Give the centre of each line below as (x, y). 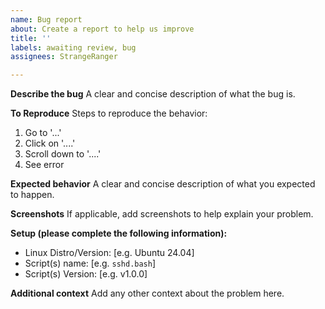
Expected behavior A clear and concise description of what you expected (163, 184)
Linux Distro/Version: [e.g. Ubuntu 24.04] (109, 253)
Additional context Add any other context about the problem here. (147, 293)
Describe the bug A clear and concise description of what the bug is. (153, 94)
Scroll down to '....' (63, 154)
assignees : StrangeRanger (64, 57)
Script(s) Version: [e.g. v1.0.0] (86, 274)
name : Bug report (46, 19)
